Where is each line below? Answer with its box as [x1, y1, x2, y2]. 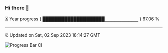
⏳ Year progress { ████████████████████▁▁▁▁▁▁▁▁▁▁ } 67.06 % [5, 16, 160, 22]
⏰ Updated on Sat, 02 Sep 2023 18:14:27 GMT [5, 32, 101, 38]
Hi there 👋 [5, 4, 30, 11]
